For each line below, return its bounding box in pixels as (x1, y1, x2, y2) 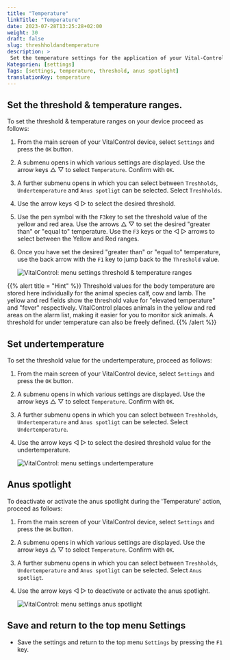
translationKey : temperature (7, 73, 90, 81)
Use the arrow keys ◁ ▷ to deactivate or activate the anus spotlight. (16, 587, 210, 595)
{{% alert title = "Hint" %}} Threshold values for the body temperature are (7, 282, 216, 290)
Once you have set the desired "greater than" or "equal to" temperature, (16, 248, 221, 256)
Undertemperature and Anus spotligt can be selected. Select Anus (16, 566, 202, 574)
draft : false (7, 36, 44, 42)
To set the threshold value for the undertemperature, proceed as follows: (7, 356, 212, 364)
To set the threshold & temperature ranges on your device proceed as (7, 117, 204, 125)
